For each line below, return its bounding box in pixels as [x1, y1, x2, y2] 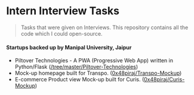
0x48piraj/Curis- [143, 76, 185, 83]
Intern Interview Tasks [6, 4, 120, 18]
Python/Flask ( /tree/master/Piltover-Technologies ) [14, 64, 138, 71]
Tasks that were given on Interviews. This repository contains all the [20, 24, 189, 31]
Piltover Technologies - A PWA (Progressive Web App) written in [14, 57, 173, 64]
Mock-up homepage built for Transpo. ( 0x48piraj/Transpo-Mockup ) [14, 69, 182, 77]
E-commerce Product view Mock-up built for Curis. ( [14, 76, 144, 83]
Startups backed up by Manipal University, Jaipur [6, 43, 132, 51]
